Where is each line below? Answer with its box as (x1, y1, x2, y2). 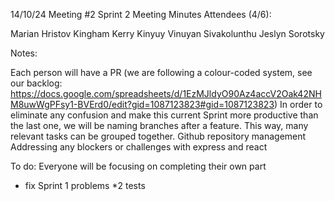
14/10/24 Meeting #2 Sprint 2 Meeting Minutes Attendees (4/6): (10, 9, 272, 20)
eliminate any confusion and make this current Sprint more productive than (10, 109, 319, 121)
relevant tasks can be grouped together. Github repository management (10, 130, 307, 142)
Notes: (10, 47, 38, 59)
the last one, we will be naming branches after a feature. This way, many (10, 120, 309, 131)
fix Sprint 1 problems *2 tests (24, 180, 146, 191)
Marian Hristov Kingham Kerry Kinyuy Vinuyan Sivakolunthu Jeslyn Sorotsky (10, 28, 325, 39)
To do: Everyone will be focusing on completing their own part (10, 160, 267, 172)
